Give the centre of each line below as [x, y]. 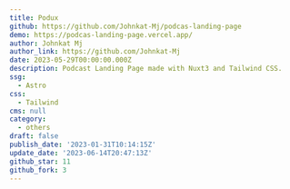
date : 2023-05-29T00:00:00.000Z [70, 60]
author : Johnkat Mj [46, 43]
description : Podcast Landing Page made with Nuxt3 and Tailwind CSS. [146, 69]
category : [28, 119]
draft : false [34, 136]
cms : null [28, 111]
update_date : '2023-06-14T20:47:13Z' [81, 153]
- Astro [32, 85]
